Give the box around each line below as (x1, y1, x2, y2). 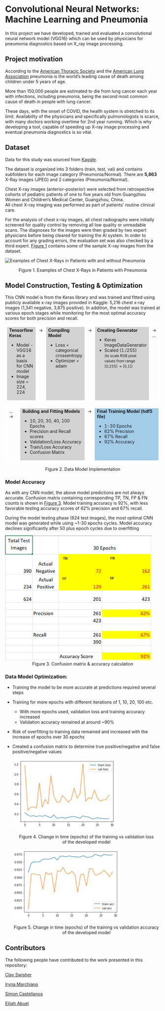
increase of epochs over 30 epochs (12, 734, 85, 740)
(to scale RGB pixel (104, 353, 136, 358)
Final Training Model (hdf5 (97, 408, 153, 415)
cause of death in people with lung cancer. (5, 99, 92, 105)
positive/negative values (12, 749, 62, 755)
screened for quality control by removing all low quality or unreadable (5, 222, 146, 228)
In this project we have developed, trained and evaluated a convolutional (5, 30, 152, 36)
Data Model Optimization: (5, 673, 68, 680)
